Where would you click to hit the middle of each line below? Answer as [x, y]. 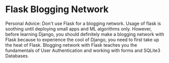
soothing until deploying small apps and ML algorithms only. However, [79, 28]
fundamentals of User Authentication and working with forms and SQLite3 [83, 50]
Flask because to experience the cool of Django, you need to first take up [82, 40]
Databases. [17, 56]
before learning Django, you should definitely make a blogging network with [85, 34]
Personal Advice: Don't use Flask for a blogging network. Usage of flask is [83, 23]
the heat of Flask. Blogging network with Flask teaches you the [71, 45]
